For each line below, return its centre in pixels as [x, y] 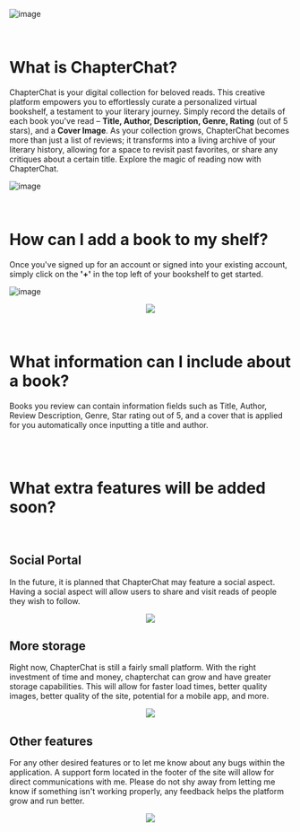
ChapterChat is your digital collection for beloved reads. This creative [137, 92]
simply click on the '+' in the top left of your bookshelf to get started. [137, 274]
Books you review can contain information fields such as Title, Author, [138, 406]
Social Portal [46, 561]
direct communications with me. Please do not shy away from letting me [142, 782]
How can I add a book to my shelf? [139, 240]
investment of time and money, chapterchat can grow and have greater [140, 677]
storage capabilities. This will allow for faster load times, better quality [138, 687]
